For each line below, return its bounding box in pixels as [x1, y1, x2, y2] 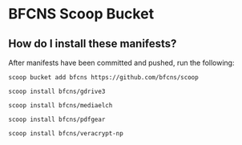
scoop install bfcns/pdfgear [8, 115, 106, 123]
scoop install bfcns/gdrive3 [8, 87, 106, 95]
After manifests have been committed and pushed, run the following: [8, 58, 235, 67]
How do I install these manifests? [8, 37, 177, 50]
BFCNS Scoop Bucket [8, 5, 155, 23]
